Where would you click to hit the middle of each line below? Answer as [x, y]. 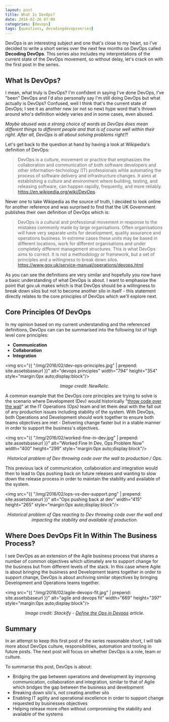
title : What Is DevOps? [30, 15]
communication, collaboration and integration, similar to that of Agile [83, 682]
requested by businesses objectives [50, 703]
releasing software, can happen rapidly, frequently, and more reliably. [90, 186]
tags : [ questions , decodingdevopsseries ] [49, 29]
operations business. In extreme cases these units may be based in [88, 238]
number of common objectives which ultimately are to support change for [82, 561]
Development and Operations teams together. [52, 583]
